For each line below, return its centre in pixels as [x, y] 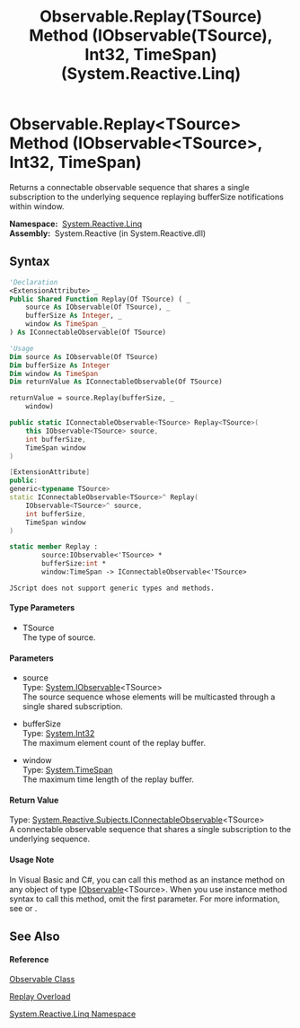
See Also [35, 937]
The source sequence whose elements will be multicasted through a [149, 697]
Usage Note [32, 860]
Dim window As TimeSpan [54, 373]
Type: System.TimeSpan [67, 770]
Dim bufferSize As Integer [60, 365]
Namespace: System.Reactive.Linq [76, 224]
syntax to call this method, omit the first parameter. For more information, [145, 899]
